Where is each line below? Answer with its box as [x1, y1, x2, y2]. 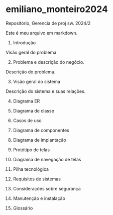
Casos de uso [13, 117, 42, 124]
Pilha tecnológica [13, 166, 49, 172]
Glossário [13, 205, 33, 211]
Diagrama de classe [13, 107, 54, 114]
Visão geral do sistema [13, 78, 61, 84]
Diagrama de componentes [13, 127, 69, 133]
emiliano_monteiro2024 [6, 4, 108, 15]
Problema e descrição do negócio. [13, 59, 84, 65]
